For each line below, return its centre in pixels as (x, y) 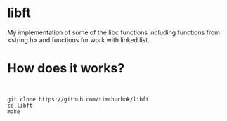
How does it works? (66, 69)
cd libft (20, 106)
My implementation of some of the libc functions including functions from (113, 32)
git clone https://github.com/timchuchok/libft (78, 99)
